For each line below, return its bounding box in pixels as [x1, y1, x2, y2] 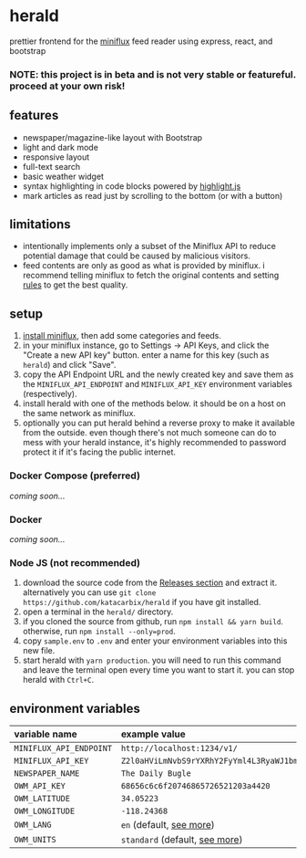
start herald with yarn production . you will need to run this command [22, 654, 281, 666]
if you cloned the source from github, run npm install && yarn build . [22, 616, 284, 627]
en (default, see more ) [120, 819, 216, 831]
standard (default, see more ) [120, 833, 243, 845]
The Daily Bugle [120, 769, 191, 779]
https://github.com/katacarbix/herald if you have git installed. [22, 597, 261, 608]
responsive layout [22, 152, 89, 162]
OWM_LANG [14, 820, 52, 830]
